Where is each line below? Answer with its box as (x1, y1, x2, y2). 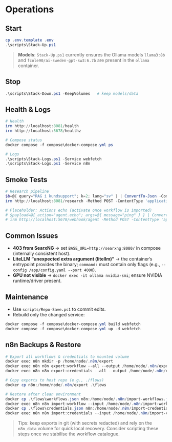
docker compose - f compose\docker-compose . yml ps (5, 142, 114, 147)
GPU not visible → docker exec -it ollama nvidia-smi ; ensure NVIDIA (12, 272, 162, 278)
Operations (5, 4, 54, 15)
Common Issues (5, 231, 58, 240)
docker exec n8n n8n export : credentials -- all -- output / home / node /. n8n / (5, 368, 166, 374)
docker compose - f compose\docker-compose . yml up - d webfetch (5, 326, 141, 331)
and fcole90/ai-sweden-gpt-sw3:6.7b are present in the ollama (17, 57, 149, 63)
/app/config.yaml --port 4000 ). (29, 267, 96, 273)
